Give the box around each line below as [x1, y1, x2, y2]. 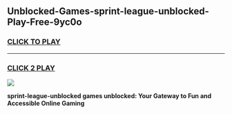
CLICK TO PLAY [7, 37, 61, 47]
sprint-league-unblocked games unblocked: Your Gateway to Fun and [7, 91, 212, 99]
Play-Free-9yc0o [7, 17, 82, 28]
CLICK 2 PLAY [7, 63, 55, 73]
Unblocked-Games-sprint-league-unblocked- [7, 6, 209, 17]
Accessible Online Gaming [7, 99, 85, 107]
